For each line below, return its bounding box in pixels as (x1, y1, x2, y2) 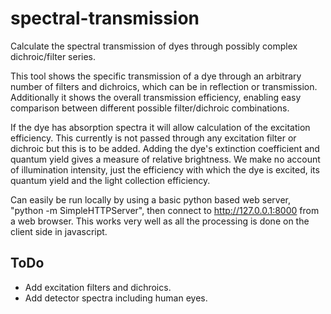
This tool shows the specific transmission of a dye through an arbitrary (10, 70, 302, 82)
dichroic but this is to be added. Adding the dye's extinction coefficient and (10, 142, 320, 154)
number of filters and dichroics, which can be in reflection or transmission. (10, 80, 318, 92)
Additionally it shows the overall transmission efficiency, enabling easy (10, 91, 302, 103)
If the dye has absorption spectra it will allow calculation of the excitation (10, 121, 311, 133)
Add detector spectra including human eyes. (24, 292, 208, 304)
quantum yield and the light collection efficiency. (10, 174, 211, 186)
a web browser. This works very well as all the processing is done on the (10, 215, 310, 227)
